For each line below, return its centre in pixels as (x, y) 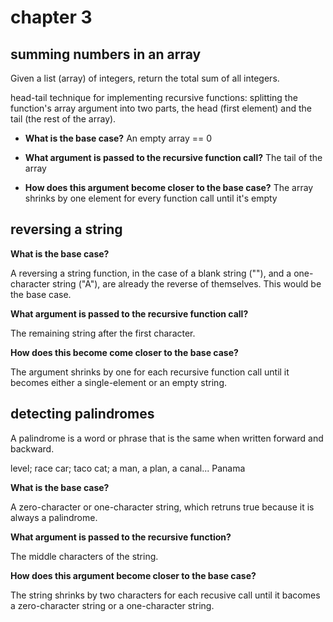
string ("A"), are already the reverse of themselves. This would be (187, 283)
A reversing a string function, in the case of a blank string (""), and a (151, 273)
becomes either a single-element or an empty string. (119, 382)
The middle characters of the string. (84, 556)
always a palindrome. (54, 517)
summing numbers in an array (106, 54)
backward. (32, 448)
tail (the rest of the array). (63, 119)
